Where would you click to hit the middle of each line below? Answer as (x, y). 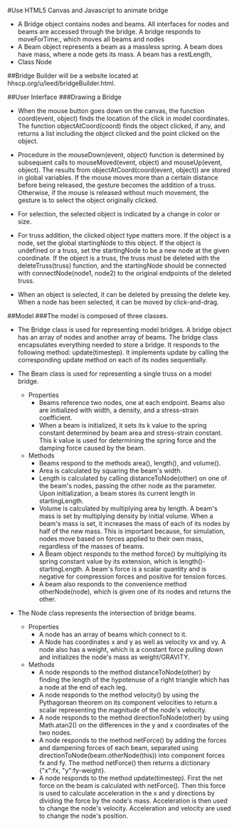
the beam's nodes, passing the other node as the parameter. (128, 486)
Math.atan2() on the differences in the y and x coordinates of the (134, 725)
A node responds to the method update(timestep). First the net (131, 778)
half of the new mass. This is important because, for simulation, (132, 531)
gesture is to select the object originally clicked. (87, 200)
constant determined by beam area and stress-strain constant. (131, 433)
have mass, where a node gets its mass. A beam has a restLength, (115, 54)
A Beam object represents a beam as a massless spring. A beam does (120, 47)
